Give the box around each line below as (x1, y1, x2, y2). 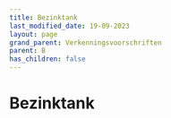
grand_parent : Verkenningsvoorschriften (9, 38, 163, 47)
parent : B (9, 46, 47, 55)
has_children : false (9, 55, 87, 63)
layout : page (9, 29, 58, 38)
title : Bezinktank (9, 13, 78, 22)
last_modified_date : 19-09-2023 (9, 21, 130, 30)
